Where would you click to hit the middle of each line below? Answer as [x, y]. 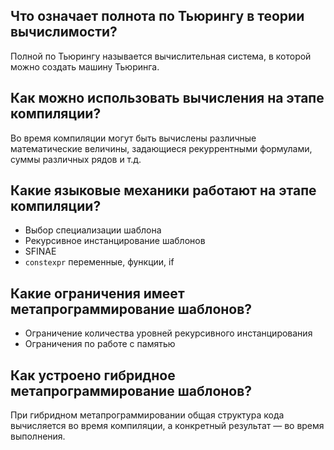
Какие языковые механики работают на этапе [163, 190]
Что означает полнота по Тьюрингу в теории [157, 16]
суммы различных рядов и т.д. [76, 159]
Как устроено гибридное [93, 375]
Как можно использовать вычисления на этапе [167, 98]
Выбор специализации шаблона [93, 230]
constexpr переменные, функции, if [99, 262]
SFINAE [40, 251]
